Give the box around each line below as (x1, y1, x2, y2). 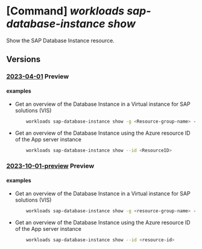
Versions (6, 54, 41, 64)
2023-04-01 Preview (6, 72, 69, 81)
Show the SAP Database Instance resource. (6, 37, 115, 44)
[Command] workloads (6, 4, 125, 18)
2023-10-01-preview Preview (6, 162, 95, 170)
